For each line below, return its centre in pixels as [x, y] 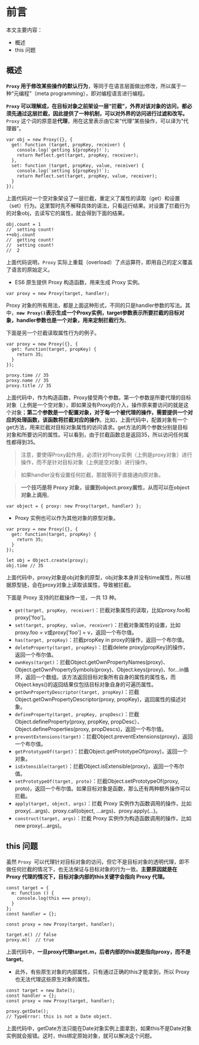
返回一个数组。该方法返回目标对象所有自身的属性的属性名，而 [100, 677]
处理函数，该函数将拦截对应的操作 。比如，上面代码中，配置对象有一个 [102, 419]
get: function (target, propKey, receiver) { [69, 145]
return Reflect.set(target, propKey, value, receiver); [87, 176]
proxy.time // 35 [28, 375]
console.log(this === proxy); [54, 898]
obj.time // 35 [25, 566]
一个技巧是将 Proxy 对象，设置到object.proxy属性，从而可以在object [105, 487]
